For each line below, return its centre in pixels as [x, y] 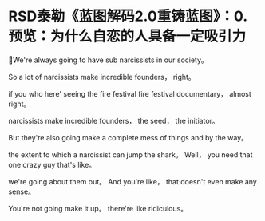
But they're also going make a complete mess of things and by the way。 [129, 137]
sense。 [22, 191]
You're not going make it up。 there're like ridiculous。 [98, 208]
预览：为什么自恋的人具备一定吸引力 [127, 36]
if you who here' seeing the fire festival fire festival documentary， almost [130, 93]
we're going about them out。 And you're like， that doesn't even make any [132, 181]
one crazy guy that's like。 [52, 164]
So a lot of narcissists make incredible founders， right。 [102, 77]
